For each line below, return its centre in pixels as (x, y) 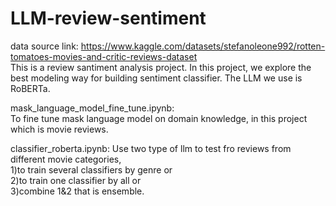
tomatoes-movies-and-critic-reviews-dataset (104, 56)
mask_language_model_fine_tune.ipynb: (92, 108)
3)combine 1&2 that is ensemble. (77, 191)
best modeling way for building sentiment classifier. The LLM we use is (156, 78)
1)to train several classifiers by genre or (91, 169)
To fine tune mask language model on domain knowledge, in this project (159, 118)
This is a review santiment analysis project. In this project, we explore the (161, 67)
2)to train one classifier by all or (76, 180)
